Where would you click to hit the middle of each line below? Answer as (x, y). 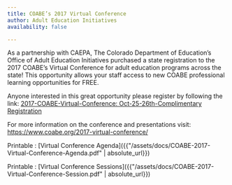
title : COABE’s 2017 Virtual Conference (67, 14)
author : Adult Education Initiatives (62, 20)
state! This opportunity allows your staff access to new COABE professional (116, 75)
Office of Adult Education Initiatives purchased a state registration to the (111, 60)
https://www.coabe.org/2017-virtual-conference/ (78, 132)
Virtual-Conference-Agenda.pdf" (55, 153)
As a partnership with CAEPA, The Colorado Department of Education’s (109, 53)
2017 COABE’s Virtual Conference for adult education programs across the (114, 68)
